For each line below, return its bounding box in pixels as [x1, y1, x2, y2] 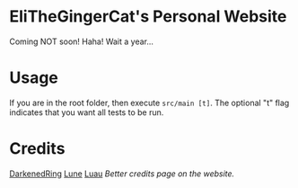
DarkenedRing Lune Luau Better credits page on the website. [9, 168, 235, 179]
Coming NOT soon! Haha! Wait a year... [9, 36, 154, 47]
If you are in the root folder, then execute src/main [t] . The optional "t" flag [9, 97, 290, 108]
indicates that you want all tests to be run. [9, 106, 164, 118]
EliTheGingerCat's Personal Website [9, 6, 287, 27]
